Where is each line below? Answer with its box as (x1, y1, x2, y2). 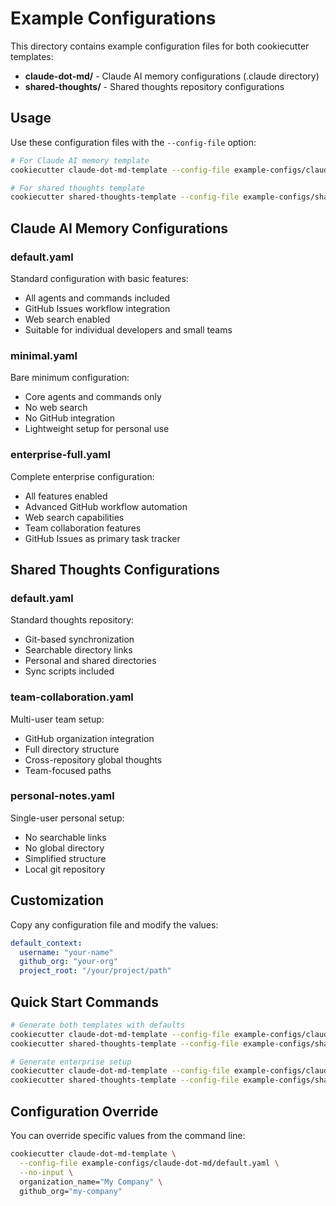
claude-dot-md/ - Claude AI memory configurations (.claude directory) (24, 70, 320, 82)
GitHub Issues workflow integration (24, 302, 171, 314)
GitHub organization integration (24, 732, 155, 744)
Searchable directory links (24, 644, 133, 656)
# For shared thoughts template (10, 183, 145, 193)
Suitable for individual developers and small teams (24, 323, 233, 336)
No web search (24, 402, 88, 414)
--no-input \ (19, 1167, 74, 1177)
